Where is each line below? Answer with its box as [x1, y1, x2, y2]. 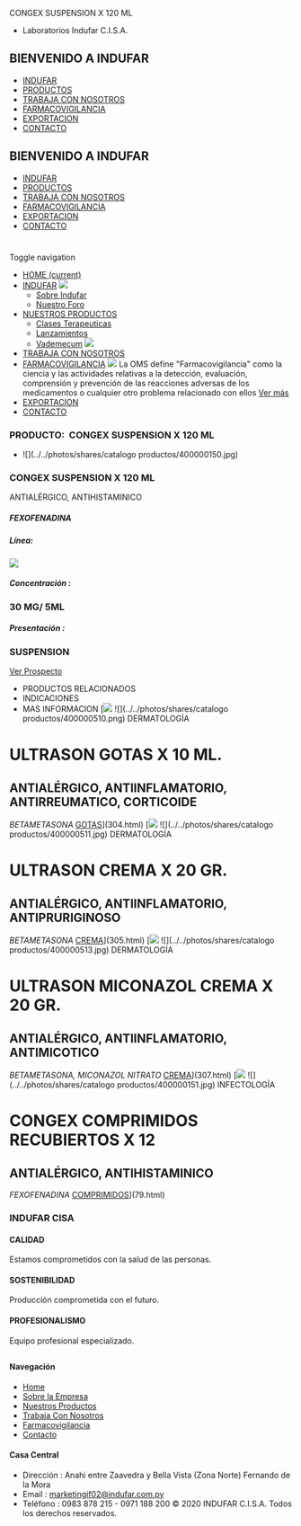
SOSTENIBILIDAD [9, 1274, 75, 1285]
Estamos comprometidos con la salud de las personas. [9, 1254, 212, 1265]
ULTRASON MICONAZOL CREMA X [9, 976, 274, 997]
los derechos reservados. [22, 1507, 118, 1518]
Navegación [9, 1361, 56, 1371]
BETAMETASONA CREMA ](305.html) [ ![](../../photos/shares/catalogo [9, 935, 275, 946]
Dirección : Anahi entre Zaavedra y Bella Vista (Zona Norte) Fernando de [22, 1469, 291, 1480]
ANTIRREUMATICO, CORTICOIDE [9, 794, 198, 810]
